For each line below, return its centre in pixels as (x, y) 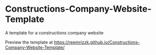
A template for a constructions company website (54, 33)
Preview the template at (29, 42)
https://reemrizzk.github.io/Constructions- (97, 42)
